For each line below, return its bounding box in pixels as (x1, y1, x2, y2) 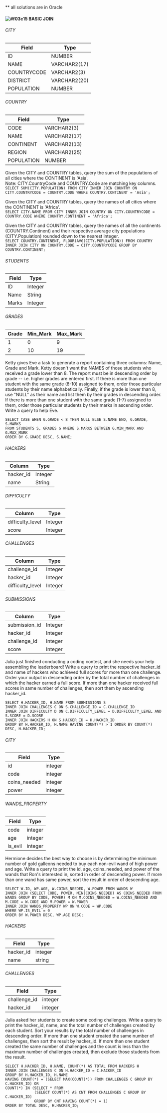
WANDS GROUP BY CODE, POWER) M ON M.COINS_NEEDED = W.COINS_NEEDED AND (5, 895, 157, 900)
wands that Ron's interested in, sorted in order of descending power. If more (5, 871, 162, 877)
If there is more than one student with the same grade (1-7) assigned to (5, 397, 151, 403)
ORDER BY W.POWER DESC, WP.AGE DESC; (5, 912, 84, 918)
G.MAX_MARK (5, 430, 28, 435)
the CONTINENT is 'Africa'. (5, 204, 61, 210)
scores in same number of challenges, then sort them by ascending (5, 685, 144, 691)
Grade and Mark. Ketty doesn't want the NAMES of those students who (5, 365, 152, 371)
